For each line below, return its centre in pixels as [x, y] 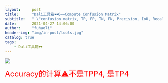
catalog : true [20, 38]
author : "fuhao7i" [29, 28]
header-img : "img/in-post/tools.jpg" [44, 33]
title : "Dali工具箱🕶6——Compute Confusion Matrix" [63, 14]
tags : [11, 42]
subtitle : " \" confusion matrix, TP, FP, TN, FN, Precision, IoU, [78, 19]
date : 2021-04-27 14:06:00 [40, 24]
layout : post [23, 10]
